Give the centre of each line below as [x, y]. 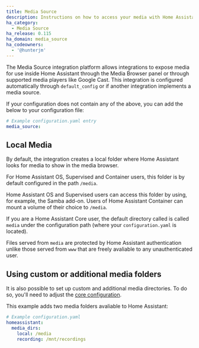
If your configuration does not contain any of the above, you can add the [95, 104]
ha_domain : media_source [37, 39]
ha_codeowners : [25, 45]
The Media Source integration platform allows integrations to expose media [98, 67]
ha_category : [22, 23]
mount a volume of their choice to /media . [57, 207]
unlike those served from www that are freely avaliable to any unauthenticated [99, 249]
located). [17, 231]
